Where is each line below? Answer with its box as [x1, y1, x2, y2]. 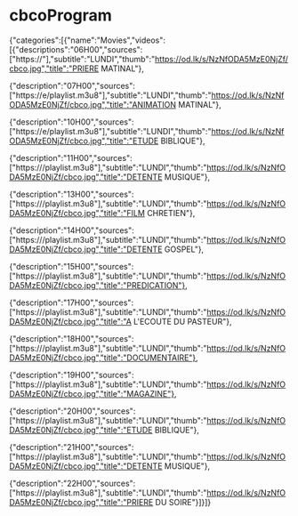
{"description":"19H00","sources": [9, 369, 134, 380]
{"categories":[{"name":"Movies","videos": [9, 35, 166, 45]
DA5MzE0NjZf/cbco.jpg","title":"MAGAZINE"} [9, 388, 175, 399]
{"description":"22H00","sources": [9, 478, 136, 488]
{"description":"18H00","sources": [9, 333, 134, 343]
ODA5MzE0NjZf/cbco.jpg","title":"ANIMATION [9, 99, 176, 109]
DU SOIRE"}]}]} [155, 496, 212, 507]
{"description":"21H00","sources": [9, 441, 134, 452]
